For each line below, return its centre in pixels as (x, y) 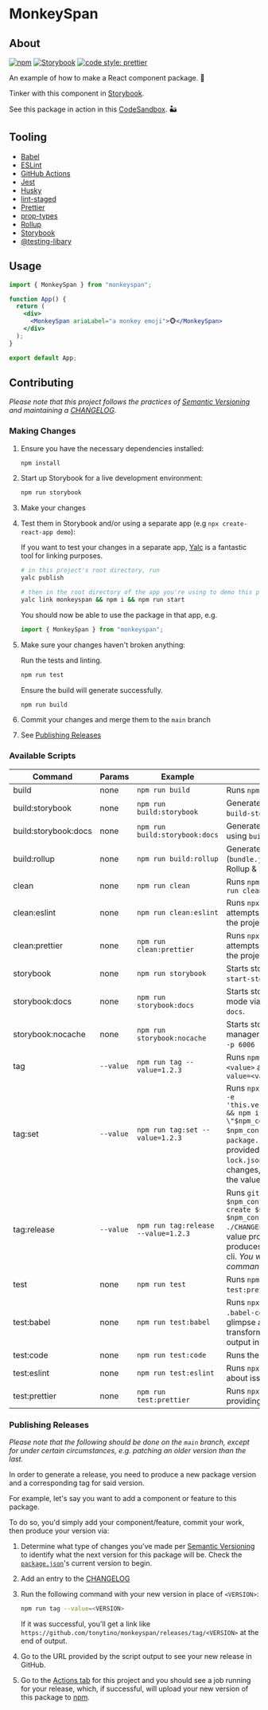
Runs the (243, 1354)
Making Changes (43, 431)
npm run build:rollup (178, 859)
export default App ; (43, 358)
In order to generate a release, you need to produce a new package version (133, 1475)
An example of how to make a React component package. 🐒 (107, 78)
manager (243, 1034)
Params (115, 776)
